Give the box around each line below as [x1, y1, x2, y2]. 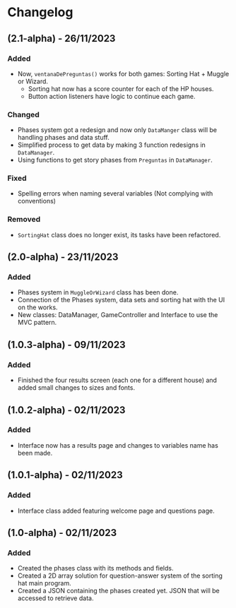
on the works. [17, 303, 58, 311]
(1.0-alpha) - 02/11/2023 [7, 527, 117, 539]
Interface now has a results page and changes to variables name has [17, 441, 219, 449]
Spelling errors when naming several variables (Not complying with [17, 189, 213, 198]
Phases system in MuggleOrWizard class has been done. [17, 288, 179, 297]
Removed [7, 215, 41, 225]
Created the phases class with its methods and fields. [17, 564, 174, 573]
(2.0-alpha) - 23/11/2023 [7, 251, 119, 263]
